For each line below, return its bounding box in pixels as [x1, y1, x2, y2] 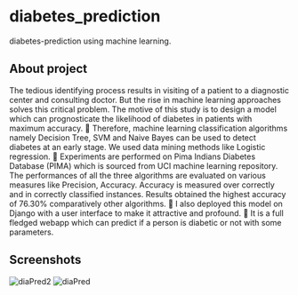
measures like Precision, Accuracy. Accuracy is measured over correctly [9, 179, 276, 190]
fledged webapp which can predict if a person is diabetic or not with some [9, 217, 282, 227]
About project [9, 61, 87, 76]
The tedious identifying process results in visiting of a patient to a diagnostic [9, 84, 289, 95]
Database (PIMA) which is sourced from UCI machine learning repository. [9, 160, 278, 171]
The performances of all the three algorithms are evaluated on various [9, 170, 267, 180]
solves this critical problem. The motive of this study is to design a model [9, 104, 278, 115]
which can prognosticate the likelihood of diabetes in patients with [9, 113, 253, 124]
